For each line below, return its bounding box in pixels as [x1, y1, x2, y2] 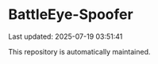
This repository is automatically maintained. [8, 47, 151, 56]
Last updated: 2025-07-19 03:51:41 [8, 32, 123, 41]
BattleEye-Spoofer [8, 6, 133, 24]
